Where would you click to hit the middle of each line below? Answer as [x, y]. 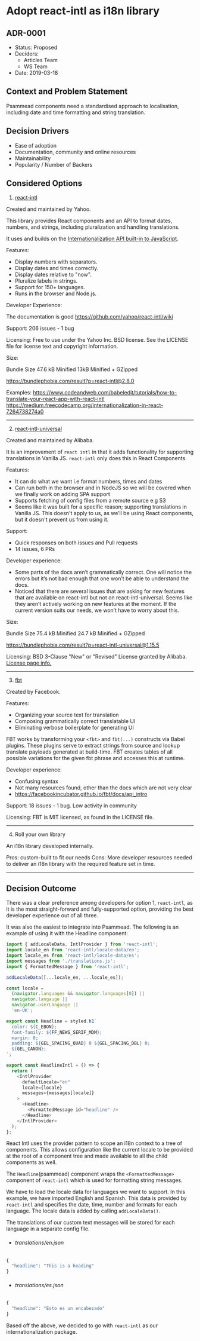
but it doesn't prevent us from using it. [62, 520]
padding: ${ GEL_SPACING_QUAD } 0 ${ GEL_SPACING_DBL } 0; [81, 1043]
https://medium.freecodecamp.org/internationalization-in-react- [85, 405]
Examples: [19, 393]
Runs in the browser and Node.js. [56, 293]
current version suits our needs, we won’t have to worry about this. [97, 610]
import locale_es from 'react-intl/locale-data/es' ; [73, 956]
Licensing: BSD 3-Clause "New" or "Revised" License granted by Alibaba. [97, 657]
